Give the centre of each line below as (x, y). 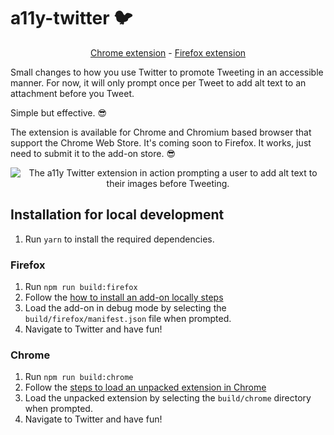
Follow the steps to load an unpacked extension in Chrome (145, 387)
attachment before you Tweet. (72, 93)
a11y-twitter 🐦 (71, 18)
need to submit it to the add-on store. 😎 (93, 153)
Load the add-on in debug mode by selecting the (125, 308)
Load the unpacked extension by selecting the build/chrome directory (168, 398)
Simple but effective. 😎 (59, 112)
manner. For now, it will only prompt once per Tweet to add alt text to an (158, 82)
